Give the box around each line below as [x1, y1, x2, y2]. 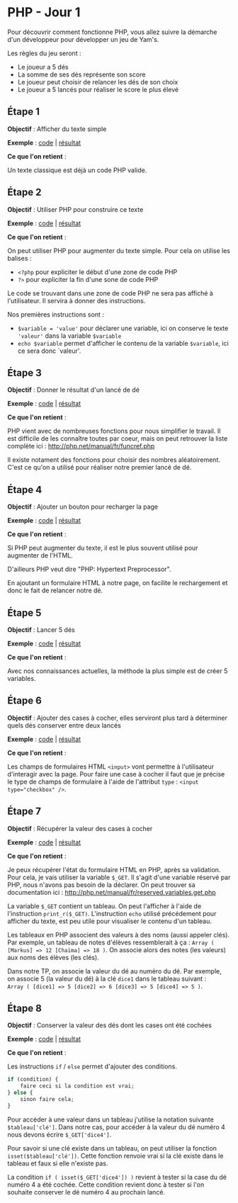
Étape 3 [7, 366, 42, 379]
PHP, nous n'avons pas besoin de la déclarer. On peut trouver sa [7, 880, 196, 889]
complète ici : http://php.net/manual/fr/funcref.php [7, 442, 155, 451]
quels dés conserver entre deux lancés [7, 721, 122, 730]
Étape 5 [7, 606, 42, 619]
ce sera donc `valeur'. [17, 346, 81, 355]
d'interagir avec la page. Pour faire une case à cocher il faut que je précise [7, 769, 225, 778]
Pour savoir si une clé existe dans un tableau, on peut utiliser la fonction [7, 1143, 217, 1152]
